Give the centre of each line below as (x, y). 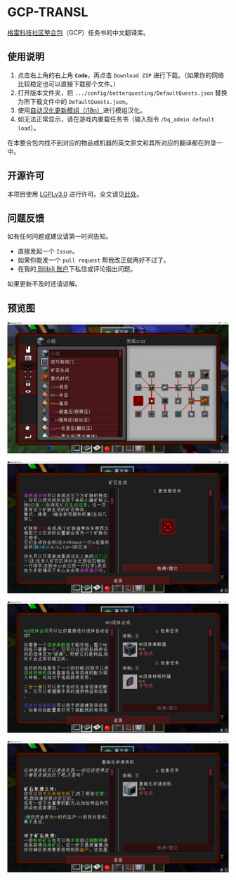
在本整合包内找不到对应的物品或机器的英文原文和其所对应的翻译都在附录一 (115, 143)
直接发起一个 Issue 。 (48, 251)
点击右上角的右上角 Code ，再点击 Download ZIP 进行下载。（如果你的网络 (121, 75)
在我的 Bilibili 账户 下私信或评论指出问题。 (77, 269)
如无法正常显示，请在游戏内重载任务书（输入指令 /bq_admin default (116, 119)
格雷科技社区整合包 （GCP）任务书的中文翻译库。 (78, 32)
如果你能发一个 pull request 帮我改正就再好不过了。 (93, 260)
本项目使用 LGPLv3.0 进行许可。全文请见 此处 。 (75, 194)
